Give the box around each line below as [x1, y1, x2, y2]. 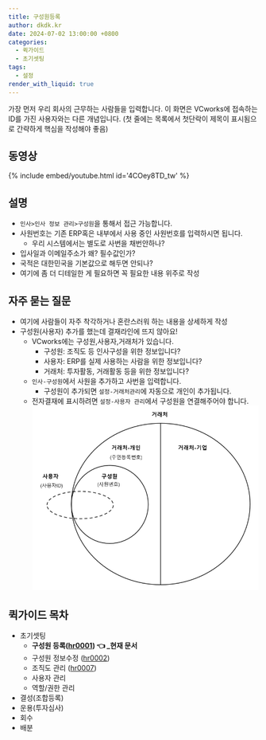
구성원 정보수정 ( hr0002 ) [31, 653, 110, 663]
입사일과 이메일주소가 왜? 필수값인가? [19, 249, 137, 258]
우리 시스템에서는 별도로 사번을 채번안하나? [31, 239, 165, 249]
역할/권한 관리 [31, 683, 75, 693]
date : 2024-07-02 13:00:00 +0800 [8, 29, 119, 37]
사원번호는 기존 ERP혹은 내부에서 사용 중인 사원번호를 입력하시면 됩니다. [19, 229, 244, 238]
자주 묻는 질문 [8, 294, 71, 307]
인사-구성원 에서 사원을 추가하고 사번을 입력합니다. [31, 377, 182, 386]
